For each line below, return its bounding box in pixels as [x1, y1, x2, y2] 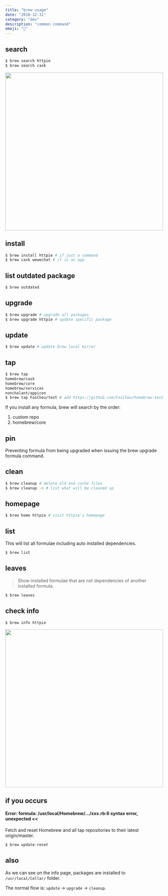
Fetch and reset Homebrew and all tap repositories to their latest [5, 827, 139, 833]
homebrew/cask [5, 376, 35, 382]
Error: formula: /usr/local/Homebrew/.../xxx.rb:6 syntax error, [5, 811, 138, 817]
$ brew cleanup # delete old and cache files [5, 481, 102, 486]
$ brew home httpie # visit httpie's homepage [5, 513, 105, 518]
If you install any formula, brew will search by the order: [5, 404, 121, 410]
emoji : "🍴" [5, 26, 28, 31]
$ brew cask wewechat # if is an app [5, 257, 85, 263]
